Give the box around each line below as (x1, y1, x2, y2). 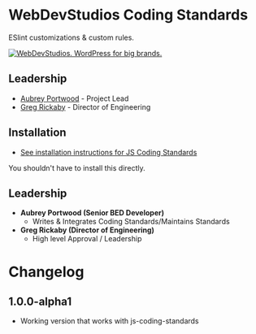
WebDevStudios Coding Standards (8, 6, 249, 24)
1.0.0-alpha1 (8, 294, 72, 308)
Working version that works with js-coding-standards (20, 316, 199, 326)
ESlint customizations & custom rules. (8, 33, 134, 42)
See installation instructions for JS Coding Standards (20, 147, 197, 157)
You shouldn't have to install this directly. (8, 163, 146, 172)
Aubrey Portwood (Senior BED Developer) (20, 208, 165, 218)
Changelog (8, 262, 85, 281)
